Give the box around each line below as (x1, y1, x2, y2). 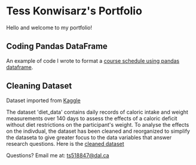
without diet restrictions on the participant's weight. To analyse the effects (6, 121, 189, 128)
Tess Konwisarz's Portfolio (6, 4, 142, 18)
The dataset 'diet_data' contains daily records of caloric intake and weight (6, 108, 188, 115)
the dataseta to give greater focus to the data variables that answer (6, 133, 172, 141)
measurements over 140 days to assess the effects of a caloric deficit (6, 115, 177, 122)
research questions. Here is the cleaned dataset (6, 140, 124, 147)
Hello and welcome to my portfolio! (6, 24, 93, 31)
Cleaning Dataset (6, 81, 72, 91)
